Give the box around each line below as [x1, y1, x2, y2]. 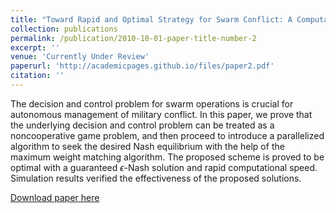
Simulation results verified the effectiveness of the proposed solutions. [10, 172, 302, 184]
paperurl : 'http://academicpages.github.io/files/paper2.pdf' [10, 61, 275, 71]
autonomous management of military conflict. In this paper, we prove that [10, 108, 313, 120]
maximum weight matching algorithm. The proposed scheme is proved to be [10, 151, 325, 163]
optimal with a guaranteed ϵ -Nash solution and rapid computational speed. [10, 161, 318, 173]
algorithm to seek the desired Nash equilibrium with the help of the [10, 140, 285, 152]
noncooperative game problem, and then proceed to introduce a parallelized [10, 129, 325, 141]
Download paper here [10, 191, 100, 203]
